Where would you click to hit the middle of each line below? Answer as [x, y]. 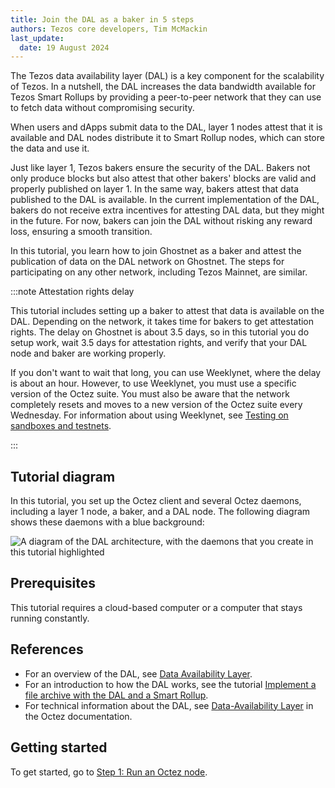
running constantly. [50, 618]
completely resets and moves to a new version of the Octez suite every [156, 405]
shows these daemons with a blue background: [107, 522]
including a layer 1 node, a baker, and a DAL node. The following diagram [160, 512]
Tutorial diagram [63, 476]
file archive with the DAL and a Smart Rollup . [116, 695]
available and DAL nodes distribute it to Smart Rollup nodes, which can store [167, 138]
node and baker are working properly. [88, 353]
